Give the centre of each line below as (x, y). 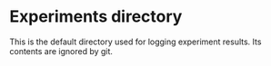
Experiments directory (96, 17)
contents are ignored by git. (61, 51)
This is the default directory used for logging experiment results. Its (135, 42)
